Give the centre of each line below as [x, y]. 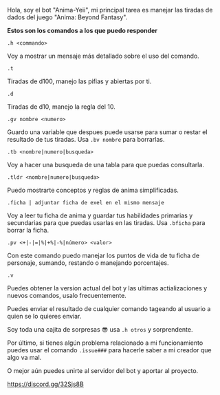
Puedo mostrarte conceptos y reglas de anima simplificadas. [93, 190]
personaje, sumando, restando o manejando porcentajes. [88, 263]
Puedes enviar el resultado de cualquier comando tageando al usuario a [109, 309]
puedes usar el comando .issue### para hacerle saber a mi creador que [109, 350]
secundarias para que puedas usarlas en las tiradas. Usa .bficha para [106, 223]
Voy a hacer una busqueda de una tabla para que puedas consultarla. [106, 165]
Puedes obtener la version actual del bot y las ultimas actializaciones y [107, 288]
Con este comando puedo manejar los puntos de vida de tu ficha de [103, 255]
